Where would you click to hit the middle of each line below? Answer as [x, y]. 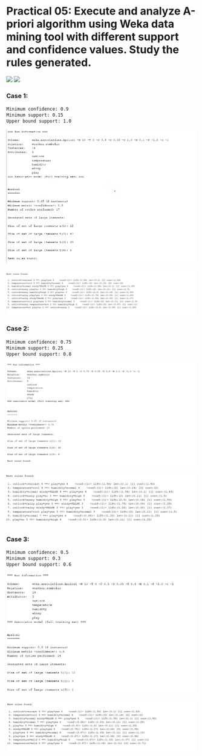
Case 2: [18, 329]
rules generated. [49, 63]
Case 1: [17, 96]
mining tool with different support [93, 37]
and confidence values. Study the [93, 50]
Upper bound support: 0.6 [39, 565]
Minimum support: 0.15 [35, 115]
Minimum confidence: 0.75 [39, 342]
